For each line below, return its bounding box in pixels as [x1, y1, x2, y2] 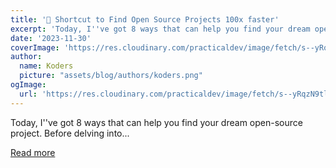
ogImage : [10, 80, 47, 90]
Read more [10, 146, 56, 158]
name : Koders [19, 61, 74, 71]
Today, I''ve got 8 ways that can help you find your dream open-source [10, 116, 303, 128]
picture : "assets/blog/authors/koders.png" [19, 71, 203, 81]
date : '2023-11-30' [10, 33, 92, 43]
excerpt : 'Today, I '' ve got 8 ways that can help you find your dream [10, 24, 311, 34]
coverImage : [10, 42, 60, 53]
